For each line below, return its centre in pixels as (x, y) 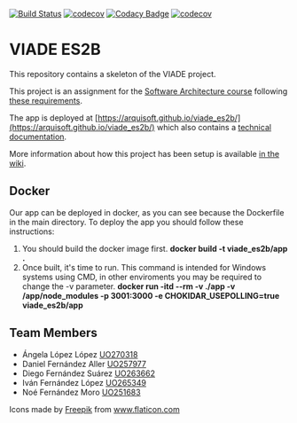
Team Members (53, 333)
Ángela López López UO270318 (80, 354)
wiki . (18, 163)
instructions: (32, 231)
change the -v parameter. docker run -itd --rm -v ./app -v (129, 286)
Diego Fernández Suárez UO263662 (89, 373)
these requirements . (46, 100)
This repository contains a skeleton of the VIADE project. (113, 74)
